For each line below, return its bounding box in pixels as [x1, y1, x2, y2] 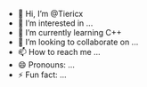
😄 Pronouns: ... [17, 59, 76, 70]
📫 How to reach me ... [17, 47, 101, 57]
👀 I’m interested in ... [17, 18, 94, 28]
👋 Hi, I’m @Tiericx [17, 9, 84, 19]
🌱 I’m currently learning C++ [17, 28, 122, 37]
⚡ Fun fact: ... [17, 69, 67, 80]
